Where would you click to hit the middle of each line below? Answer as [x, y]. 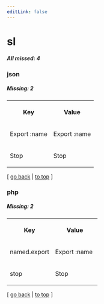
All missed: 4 [24, 58]
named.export [30, 252]
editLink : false [27, 12]
